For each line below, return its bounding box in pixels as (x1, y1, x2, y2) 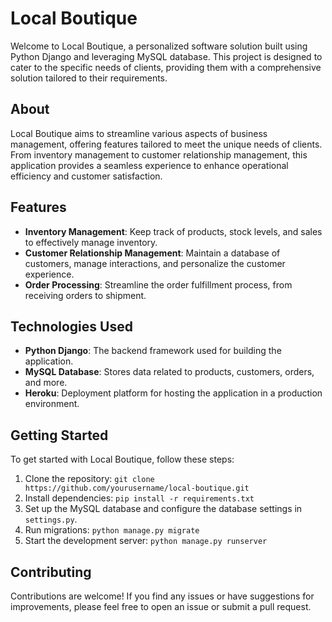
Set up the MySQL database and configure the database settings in (24, 503, 303, 515)
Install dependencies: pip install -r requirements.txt (24, 492, 255, 504)
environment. (24, 398, 80, 410)
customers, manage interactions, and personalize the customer (24, 257, 286, 269)
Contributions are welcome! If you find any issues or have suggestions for (10, 590, 315, 602)
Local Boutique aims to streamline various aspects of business (10, 127, 268, 139)
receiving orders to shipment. (24, 289, 147, 301)
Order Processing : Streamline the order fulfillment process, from (24, 278, 293, 291)
